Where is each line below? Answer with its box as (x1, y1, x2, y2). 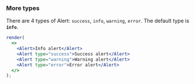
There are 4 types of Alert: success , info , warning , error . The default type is (6, 17, 190, 24)
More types (6, 4, 40, 12)
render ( (6, 35, 25, 41)
